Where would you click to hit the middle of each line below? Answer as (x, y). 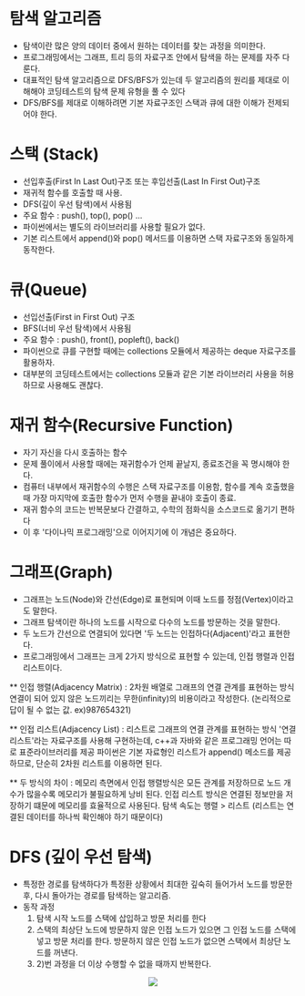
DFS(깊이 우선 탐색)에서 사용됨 (77, 204)
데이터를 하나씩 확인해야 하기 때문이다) (95, 816)
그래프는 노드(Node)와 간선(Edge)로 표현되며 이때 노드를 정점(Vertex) (147, 599)
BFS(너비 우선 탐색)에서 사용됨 (77, 328)
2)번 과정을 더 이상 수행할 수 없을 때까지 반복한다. (124, 963)
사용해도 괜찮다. (75, 385)
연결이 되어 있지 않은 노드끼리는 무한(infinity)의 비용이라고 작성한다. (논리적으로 (150, 698)
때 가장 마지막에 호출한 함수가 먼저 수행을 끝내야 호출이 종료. (129, 498)
